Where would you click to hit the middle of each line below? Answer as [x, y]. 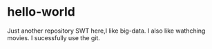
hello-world [41, 12]
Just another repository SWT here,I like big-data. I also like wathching [106, 31]
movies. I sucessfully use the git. [54, 37]
